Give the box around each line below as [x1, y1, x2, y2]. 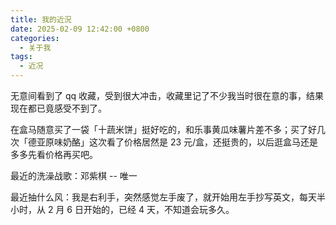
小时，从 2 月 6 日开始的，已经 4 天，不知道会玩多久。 [10, 204, 235, 215]
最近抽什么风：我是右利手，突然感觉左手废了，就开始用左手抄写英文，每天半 [10, 191, 326, 203]
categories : [10, 33, 60, 43]
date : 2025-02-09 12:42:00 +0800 [10, 24, 150, 34]
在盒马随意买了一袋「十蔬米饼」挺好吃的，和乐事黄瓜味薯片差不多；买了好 [10, 124, 317, 135]
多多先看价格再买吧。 [10, 149, 98, 160]
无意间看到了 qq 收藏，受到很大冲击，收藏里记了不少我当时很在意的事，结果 [10, 90, 325, 101]
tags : [10, 52, 33, 62]
